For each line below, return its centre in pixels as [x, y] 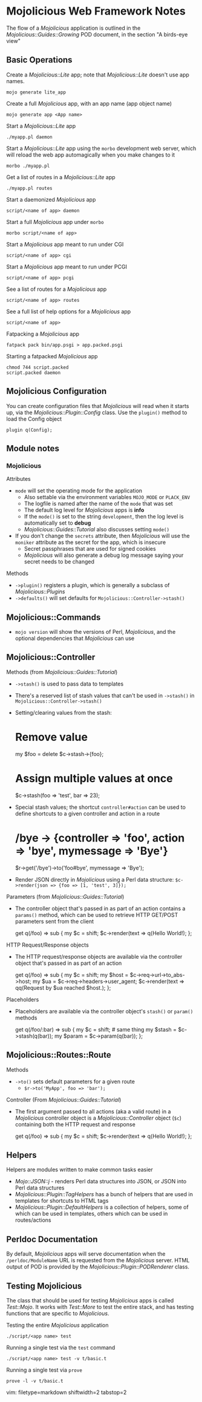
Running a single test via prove [44, 1370]
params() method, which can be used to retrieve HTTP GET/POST [96, 914]
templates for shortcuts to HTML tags [62, 1201]
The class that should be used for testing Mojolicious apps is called [90, 1300]
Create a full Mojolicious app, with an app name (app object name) [89, 103]
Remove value [51, 737]
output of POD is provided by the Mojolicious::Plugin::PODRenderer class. [98, 1267]
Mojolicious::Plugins [40, 592]
